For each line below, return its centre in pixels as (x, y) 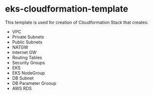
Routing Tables (27, 57)
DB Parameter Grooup (34, 83)
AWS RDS (22, 88)
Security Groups (28, 63)
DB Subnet (23, 78)
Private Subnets (28, 37)
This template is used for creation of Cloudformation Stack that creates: (77, 22)
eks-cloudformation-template (67, 9)
